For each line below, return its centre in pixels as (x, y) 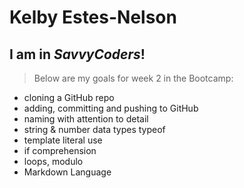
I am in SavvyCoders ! (77, 54)
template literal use (63, 140)
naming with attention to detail (86, 119)
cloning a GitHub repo (69, 97)
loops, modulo (53, 161)
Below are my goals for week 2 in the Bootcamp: (133, 78)
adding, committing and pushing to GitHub (111, 108)
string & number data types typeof (94, 129)
